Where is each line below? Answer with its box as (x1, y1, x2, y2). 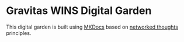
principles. (6, 29, 32, 36)
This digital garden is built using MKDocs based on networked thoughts (6, 23, 178, 30)
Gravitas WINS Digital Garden (6, 4, 152, 17)
